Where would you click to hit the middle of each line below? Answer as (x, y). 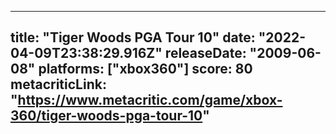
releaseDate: (205, 53)
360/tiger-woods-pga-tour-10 (106, 116)
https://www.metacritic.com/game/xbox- (150, 100)
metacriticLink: (58, 84)
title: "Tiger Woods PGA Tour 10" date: (133, 37)
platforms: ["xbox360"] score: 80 (145, 69)
